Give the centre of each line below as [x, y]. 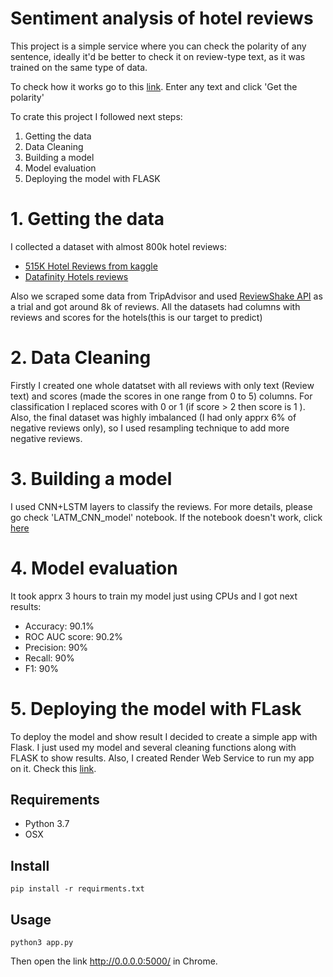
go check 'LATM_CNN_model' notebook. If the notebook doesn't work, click [166, 517]
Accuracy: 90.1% [59, 626]
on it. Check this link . [53, 768]
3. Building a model [91, 479]
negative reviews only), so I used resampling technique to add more [150, 428]
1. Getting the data [87, 219]
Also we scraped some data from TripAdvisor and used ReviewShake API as [166, 296]
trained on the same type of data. [79, 67]
